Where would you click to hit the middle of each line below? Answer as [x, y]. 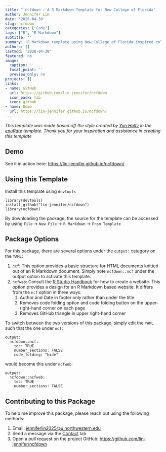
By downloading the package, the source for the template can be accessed [82, 218]
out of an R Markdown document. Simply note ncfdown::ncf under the [83, 271]
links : [12, 83]
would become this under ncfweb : [39, 364]
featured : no [19, 56]
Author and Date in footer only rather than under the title [77, 298]
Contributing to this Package [50, 401]
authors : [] [17, 47]
